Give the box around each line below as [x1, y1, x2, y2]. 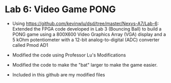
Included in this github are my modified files [12, 71, 105, 77]
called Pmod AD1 [12, 42, 48, 48]
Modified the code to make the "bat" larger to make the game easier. [12, 62, 158, 68]
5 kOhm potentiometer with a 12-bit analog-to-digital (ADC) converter [12, 37, 160, 43]
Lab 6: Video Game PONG [5, 4, 116, 15]
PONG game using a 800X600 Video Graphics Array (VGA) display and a [12, 31, 166, 37]
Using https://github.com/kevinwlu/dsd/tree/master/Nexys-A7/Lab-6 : [12, 20, 159, 26]
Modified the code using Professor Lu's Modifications [12, 52, 126, 58]
